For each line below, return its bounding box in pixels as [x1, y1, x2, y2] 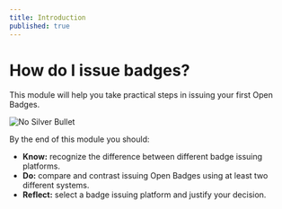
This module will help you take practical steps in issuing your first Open [9, 90, 274, 100]
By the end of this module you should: [9, 134, 150, 144]
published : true [9, 22, 70, 30]
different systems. [22, 180, 90, 191]
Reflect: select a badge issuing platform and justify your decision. [22, 189, 267, 200]
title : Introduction [9, 13, 87, 22]
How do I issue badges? [9, 60, 190, 81]
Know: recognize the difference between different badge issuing [22, 152, 263, 162]
